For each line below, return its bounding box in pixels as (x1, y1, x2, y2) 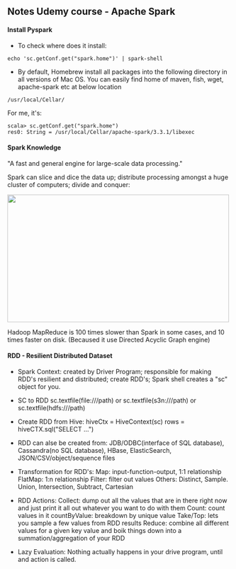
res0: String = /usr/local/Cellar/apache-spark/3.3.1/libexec (7, 128, 195, 135)
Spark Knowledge (7, 143, 62, 152)
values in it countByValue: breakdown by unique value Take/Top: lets (17, 512, 218, 519)
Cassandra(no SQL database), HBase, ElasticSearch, (17, 446, 172, 454)
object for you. (17, 383, 61, 390)
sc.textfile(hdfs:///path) (17, 404, 86, 412)
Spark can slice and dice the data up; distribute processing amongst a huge (7, 173, 229, 181)
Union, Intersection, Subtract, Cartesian (17, 483, 133, 491)
